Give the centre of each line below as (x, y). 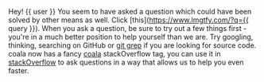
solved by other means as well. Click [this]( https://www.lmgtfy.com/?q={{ (128, 20)
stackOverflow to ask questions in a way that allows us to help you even (126, 62)
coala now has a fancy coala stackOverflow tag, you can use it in (115, 54)
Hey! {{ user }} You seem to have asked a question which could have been (130, 12)
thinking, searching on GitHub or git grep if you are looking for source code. (132, 45)
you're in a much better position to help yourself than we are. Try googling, (131, 37)
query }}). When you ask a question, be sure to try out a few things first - (128, 28)
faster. (19, 70)
